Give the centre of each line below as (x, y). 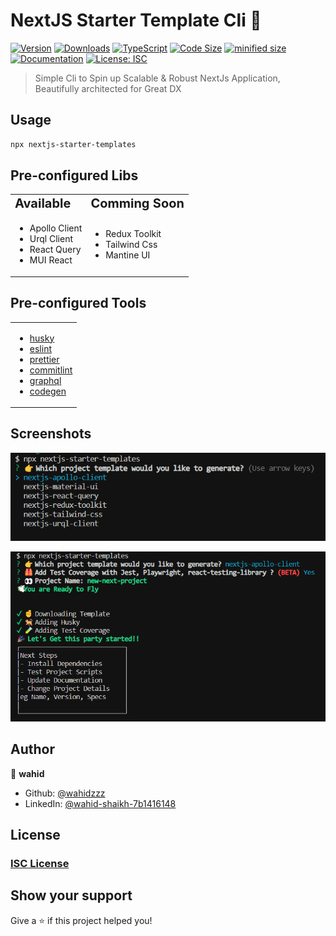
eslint (40, 348)
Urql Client (51, 239)
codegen (48, 391)
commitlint (51, 370)
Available (43, 203)
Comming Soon (137, 203)
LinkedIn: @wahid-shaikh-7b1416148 (100, 803)
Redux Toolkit (133, 233)
